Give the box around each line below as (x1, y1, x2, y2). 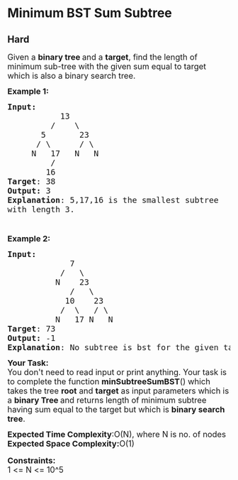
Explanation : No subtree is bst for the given (7, 342, 219, 352)
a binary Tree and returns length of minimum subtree (7, 396, 207, 405)
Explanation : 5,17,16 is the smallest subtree (7, 195, 219, 205)
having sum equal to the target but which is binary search (7, 405, 225, 415)
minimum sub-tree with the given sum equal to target (7, 62, 207, 72)
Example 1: (7, 87, 50, 97)
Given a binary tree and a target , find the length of (7, 52, 198, 62)
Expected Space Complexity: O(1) (7, 439, 135, 449)
